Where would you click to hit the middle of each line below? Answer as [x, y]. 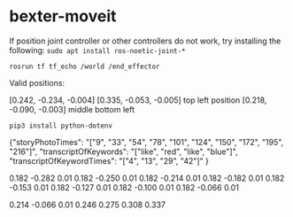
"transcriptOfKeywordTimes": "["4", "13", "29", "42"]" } [109, 160]
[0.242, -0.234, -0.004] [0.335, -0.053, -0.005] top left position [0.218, [138, 100]
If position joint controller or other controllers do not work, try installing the [145, 41]
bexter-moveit [63, 16]
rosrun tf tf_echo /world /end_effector [85, 66]
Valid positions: [37, 82]
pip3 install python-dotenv [61, 126]
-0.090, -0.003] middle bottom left [72, 109]
